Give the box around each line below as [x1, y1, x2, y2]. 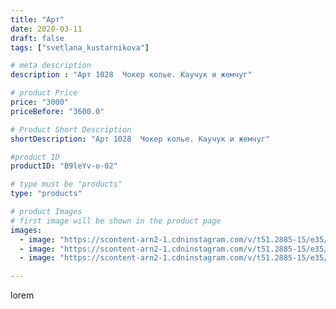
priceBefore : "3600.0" [10, 106, 105, 116]
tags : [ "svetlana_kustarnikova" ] [10, 42, 150, 53]
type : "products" [10, 189, 83, 199]
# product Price [10, 88, 78, 98]
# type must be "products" [10, 179, 123, 190]
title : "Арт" [10, 14, 65, 25]
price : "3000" [10, 97, 70, 107]
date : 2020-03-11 [10, 24, 83, 34]
